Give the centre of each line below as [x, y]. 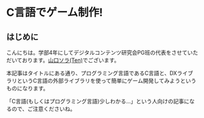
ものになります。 [27, 88]
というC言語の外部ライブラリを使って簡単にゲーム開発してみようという [107, 81]
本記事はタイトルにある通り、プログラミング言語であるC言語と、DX [92, 73]
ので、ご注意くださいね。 [44, 109]
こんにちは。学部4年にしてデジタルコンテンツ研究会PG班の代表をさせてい [100, 53]
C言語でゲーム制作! [55, 12]
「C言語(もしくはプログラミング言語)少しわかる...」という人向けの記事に [98, 101]
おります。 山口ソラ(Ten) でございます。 [71, 60]
